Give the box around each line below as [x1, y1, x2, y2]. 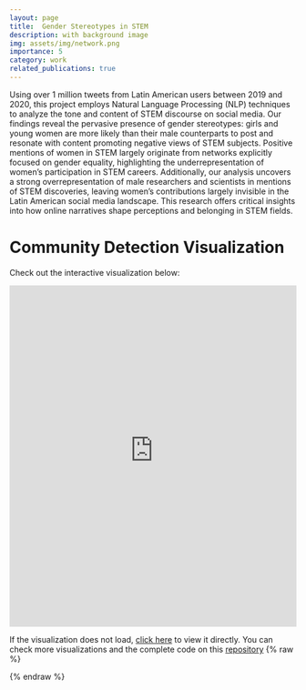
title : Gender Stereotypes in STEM [9, 22, 148, 31]
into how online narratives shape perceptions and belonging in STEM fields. [9, 205, 293, 216]
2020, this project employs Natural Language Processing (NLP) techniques [9, 98, 291, 109]
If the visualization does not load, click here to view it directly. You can [9, 634, 273, 644]
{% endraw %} [9, 671, 66, 682]
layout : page [9, 13, 59, 23]
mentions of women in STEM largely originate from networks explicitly [9, 147, 273, 157]
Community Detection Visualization [9, 238, 285, 258]
